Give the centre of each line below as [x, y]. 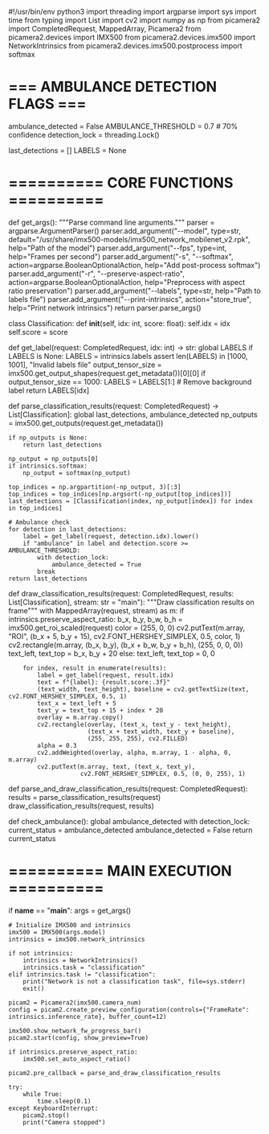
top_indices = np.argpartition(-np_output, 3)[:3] [95, 487]
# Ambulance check [39, 522]
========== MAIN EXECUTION [120, 871]
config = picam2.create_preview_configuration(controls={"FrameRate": [129, 1009]
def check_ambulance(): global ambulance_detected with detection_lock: [129, 821]
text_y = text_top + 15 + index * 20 [100, 710]
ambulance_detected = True [96, 564]
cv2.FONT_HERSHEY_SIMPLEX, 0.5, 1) [68, 696]
